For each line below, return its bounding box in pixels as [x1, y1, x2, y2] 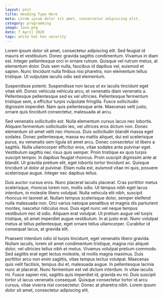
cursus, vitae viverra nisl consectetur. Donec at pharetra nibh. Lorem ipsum [5, 282, 156, 288]
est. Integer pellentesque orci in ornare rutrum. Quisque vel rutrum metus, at [5, 58, 158, 64]
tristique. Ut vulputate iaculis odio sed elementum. [5, 74, 106, 79]
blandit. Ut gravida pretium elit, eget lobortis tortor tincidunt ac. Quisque [5, 159, 149, 166]
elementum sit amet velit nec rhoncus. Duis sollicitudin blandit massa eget [5, 129, 154, 134]
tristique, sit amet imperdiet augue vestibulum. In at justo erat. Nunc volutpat [5, 215, 159, 222]
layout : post [5, 7, 32, 12]
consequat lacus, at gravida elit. [5, 226, 69, 232]
